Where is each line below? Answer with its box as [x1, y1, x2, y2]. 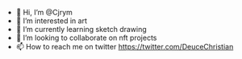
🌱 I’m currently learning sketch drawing [15, 25, 147, 33]
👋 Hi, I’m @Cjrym [15, 8, 73, 17]
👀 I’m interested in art [15, 16, 87, 26]
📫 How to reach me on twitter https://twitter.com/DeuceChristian [15, 42, 234, 51]
